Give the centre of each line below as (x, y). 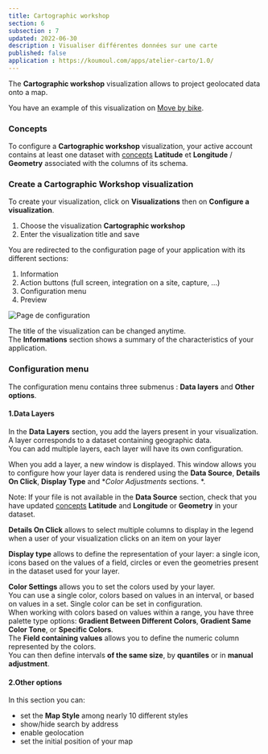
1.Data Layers (31, 414)
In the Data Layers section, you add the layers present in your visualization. (134, 431)
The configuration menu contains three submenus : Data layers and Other (132, 387)
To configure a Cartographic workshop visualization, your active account (131, 147)
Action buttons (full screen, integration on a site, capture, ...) (120, 283)
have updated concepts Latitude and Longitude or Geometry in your (123, 505)
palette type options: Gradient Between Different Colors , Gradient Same (130, 620)
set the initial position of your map (76, 741)
